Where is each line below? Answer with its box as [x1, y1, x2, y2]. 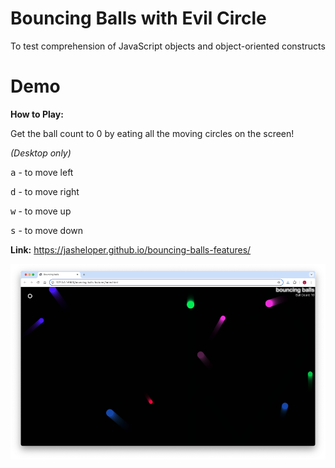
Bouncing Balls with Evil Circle [10, 7, 267, 30]
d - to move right [10, 185, 80, 197]
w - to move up [10, 205, 72, 217]
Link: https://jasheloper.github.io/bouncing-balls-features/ [10, 243, 252, 256]
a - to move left [10, 166, 74, 178]
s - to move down [10, 224, 84, 236]
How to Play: [10, 108, 64, 120]
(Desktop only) [10, 147, 72, 159]
